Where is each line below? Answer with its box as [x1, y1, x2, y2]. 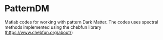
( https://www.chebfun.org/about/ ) [4, 29, 73, 35]
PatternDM [4, 3, 50, 14]
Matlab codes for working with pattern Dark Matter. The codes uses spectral [4, 19, 159, 25]
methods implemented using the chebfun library [4, 24, 102, 30]
